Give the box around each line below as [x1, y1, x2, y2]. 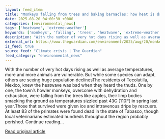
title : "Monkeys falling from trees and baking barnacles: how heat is [5, 12, 155, 17]
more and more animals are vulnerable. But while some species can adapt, [5, 72, 156, 78]
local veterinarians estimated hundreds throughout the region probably [5, 114, 148, 120]
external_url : [5, 39, 34, 44]
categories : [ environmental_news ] [5, 21, 76, 26]
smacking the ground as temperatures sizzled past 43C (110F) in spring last [5, 98, 158, 104]
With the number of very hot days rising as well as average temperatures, [5, 67, 154, 72]
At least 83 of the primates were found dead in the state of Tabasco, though [5, 108, 159, 114]
